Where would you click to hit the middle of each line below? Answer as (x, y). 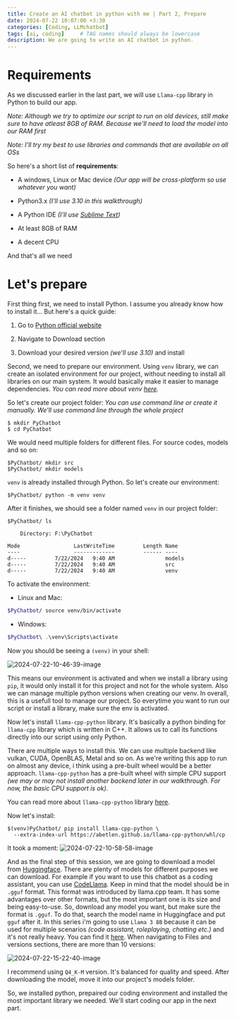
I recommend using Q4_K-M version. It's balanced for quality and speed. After (119, 972)
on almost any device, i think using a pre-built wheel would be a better (109, 766)
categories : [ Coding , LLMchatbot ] (58, 27)
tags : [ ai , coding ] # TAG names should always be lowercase (104, 34)
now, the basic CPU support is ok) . (58, 788)
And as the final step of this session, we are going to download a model (111, 861)
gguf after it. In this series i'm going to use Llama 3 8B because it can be (112, 921)
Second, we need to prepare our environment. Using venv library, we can (113, 366)
